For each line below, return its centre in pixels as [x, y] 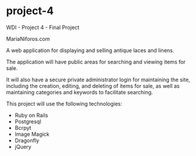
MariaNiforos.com [28, 39]
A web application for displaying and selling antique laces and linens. [90, 50]
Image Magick [32, 134]
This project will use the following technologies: [64, 104]
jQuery [23, 147]
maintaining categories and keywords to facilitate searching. [80, 92]
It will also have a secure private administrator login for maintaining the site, [98, 79]
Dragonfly [27, 140]
